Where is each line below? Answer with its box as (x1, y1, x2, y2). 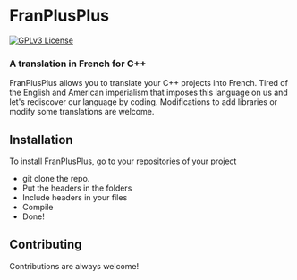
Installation (9, 132, 73, 148)
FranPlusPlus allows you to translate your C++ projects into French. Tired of (9, 78, 289, 89)
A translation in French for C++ (9, 57, 147, 70)
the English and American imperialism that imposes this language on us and (9, 87, 288, 98)
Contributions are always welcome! (9, 260, 140, 271)
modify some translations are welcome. (9, 106, 155, 117)
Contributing (9, 237, 82, 252)
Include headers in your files (21, 192, 128, 203)
